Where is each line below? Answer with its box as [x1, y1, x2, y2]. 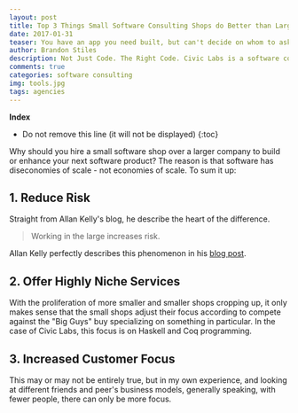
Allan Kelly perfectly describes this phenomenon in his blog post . [9, 248, 247, 259]
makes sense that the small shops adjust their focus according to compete [9, 307, 281, 317]
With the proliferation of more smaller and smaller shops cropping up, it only [9, 298, 288, 308]
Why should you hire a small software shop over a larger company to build [9, 145, 281, 156]
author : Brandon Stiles [9, 46, 98, 55]
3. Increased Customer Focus [9, 351, 176, 366]
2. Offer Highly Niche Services [9, 274, 181, 289]
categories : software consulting [9, 71, 133, 80]
